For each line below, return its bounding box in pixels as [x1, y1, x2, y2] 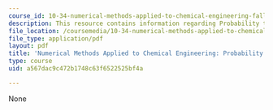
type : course [8, 57, 53, 66]
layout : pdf [8, 42, 49, 50]
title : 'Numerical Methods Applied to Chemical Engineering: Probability [8, 49, 264, 57]
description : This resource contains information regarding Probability [8, 19, 260, 27]
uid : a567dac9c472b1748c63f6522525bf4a [8, 65, 144, 73]
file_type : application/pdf [8, 34, 104, 43]
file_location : [8, 27, 60, 35]
